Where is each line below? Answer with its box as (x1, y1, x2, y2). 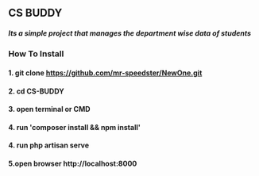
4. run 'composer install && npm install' (8, 122, 141, 132)
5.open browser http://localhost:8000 (8, 159, 137, 168)
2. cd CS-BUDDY (8, 86, 65, 96)
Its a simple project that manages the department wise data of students (8, 28, 252, 38)
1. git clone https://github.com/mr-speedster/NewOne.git (8, 67, 203, 78)
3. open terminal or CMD (8, 105, 91, 114)
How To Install (8, 48, 64, 59)
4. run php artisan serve (8, 140, 90, 150)
